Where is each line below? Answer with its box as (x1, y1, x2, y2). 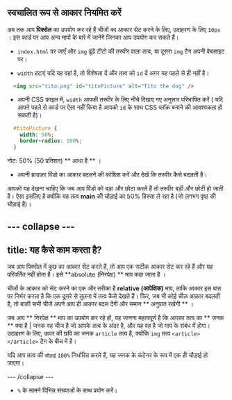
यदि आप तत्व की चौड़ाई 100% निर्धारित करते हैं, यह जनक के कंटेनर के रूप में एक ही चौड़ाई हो (7, 351, 208, 360)
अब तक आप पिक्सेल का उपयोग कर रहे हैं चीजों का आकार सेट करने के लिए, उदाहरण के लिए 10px (7, 25, 221, 33)
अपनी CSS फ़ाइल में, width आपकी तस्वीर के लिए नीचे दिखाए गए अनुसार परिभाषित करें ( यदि (17, 95, 224, 103)
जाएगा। (7, 359, 24, 367)
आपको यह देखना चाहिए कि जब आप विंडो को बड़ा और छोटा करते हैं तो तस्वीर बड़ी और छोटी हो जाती (7, 185, 224, 193)
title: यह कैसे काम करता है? (7, 244, 102, 256)
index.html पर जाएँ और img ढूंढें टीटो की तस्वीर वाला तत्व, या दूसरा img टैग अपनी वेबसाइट (17, 47, 225, 56)
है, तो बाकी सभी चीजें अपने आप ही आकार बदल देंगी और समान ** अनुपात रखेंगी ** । (7, 300, 194, 308)
